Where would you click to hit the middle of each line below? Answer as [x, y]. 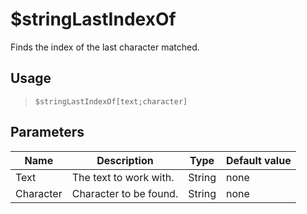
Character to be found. [125, 193]
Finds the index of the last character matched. [105, 47]
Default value [259, 160]
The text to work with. [123, 177]
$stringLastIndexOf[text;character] [111, 101]
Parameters [47, 132]
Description [125, 160]
